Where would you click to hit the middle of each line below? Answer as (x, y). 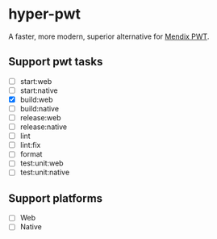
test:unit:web (42, 163)
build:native (39, 108)
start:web (36, 81)
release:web (41, 117)
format (31, 154)
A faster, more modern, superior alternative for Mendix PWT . (109, 36)
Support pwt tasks (56, 62)
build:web (36, 99)
